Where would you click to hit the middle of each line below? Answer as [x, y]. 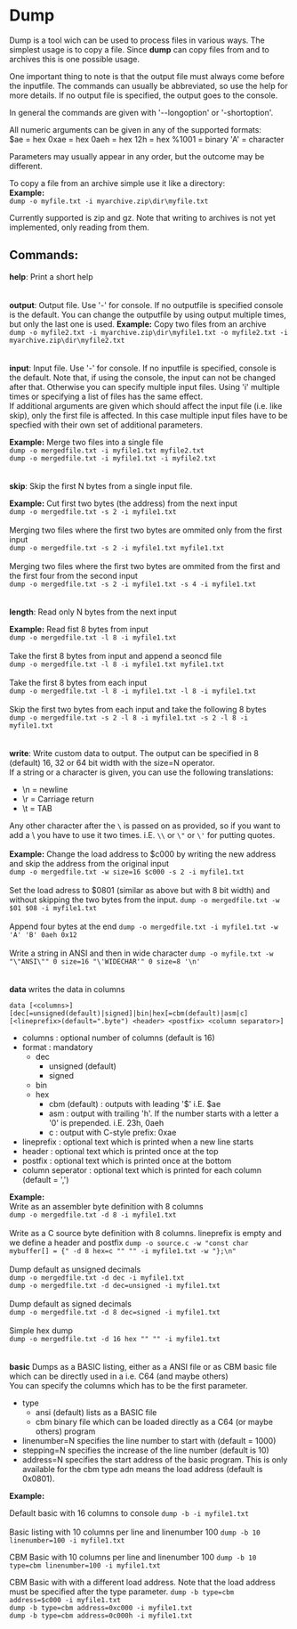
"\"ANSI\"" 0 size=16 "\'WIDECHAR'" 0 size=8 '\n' [105, 961]
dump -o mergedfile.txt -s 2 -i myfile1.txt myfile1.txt [117, 548]
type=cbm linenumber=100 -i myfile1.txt [85, 1565]
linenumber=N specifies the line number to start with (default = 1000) [149, 1440]
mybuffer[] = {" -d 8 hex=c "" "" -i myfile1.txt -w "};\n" [123, 1251]
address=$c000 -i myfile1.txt [65, 1600]
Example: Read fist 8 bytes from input [79, 629]
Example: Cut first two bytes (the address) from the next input [123, 503]
